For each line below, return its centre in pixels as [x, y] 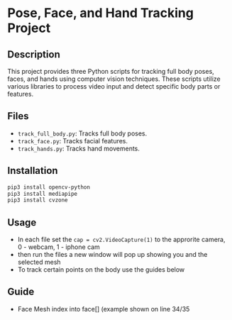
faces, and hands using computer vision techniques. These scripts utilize [114, 79]
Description [34, 54]
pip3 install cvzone [38, 200]
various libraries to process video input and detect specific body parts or [114, 86]
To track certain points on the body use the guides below [101, 270]
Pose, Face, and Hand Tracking [100, 13]
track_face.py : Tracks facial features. [73, 140]
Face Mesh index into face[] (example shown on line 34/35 [104, 309]
